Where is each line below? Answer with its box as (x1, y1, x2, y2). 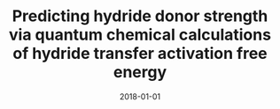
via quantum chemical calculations (8, 25, 272, 45)
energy (113, 62, 167, 83)
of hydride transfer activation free (12, 44, 268, 63)
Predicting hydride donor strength (12, 6, 268, 26)
